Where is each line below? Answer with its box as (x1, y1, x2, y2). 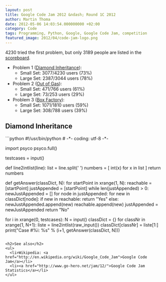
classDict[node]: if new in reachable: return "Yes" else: (5, 196, 119, 202)
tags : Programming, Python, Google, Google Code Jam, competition (5, 31, 147, 36)
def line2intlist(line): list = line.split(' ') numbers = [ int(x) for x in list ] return (5, 164, 161, 171)
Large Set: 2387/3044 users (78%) (20, 75, 93, 81)
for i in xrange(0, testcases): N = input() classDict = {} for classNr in (5, 216, 145, 222)
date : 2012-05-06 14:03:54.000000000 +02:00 (5, 21, 100, 27)
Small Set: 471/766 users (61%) (20, 86, 85, 92)
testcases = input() (5, 155, 44, 161)
